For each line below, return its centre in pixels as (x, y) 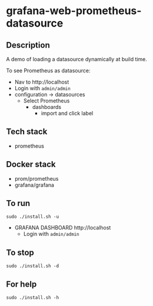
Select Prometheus (46, 101)
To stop (20, 252)
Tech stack (27, 132)
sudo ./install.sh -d (33, 266)
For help (21, 284)
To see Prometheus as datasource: (48, 71)
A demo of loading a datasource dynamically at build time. (76, 59)
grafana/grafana (34, 185)
